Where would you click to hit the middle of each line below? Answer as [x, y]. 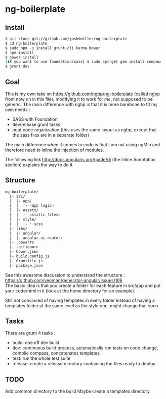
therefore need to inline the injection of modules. [55, 150]
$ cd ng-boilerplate [26, 43]
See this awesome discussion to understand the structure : [65, 275]
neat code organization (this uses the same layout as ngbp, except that [84, 129]
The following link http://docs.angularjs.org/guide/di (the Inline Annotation [80, 159]
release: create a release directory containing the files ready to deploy [84, 364]
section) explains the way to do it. [40, 165]
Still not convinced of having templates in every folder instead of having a [80, 300]
